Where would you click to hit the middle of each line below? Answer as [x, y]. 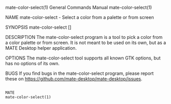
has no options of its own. [32, 63]
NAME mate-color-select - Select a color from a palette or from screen [80, 17]
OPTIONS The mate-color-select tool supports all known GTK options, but [83, 58]
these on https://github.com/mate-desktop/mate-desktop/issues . [74, 79]
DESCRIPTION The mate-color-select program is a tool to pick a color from [84, 37]
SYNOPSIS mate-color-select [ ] [38, 27]
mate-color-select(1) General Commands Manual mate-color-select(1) [79, 7]
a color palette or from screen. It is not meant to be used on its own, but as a [86, 43]
